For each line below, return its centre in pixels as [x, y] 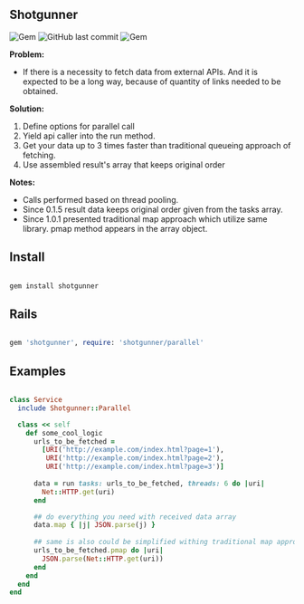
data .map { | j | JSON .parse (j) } [94, 525]
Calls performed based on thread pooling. [100, 199]
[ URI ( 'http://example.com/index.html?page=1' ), [133, 450]
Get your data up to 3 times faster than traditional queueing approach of [157, 145]
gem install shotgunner [54, 286]
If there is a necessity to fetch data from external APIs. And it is [140, 72]
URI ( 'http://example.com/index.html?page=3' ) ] [135, 467]
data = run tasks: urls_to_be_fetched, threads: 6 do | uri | [149, 484]
